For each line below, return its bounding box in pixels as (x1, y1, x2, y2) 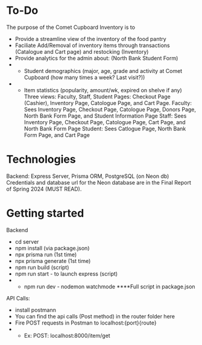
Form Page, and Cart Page (24, 131, 90, 139)
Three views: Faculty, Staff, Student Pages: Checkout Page (24, 93, 171, 100)
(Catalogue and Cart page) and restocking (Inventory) (14, 48, 149, 55)
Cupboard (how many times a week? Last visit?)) (24, 74, 145, 81)
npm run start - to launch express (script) (14, 270, 118, 277)
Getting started (6, 206, 84, 220)
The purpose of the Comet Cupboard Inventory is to (6, 24, 136, 31)
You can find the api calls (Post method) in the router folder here (14, 312, 175, 320)
